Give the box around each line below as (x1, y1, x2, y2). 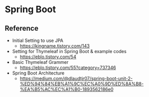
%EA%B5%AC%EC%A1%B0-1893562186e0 (19, 86, 114, 92)
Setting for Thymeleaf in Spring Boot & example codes (12, 48, 127, 54)
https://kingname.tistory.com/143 (19, 43, 90, 49)
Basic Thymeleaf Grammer (12, 59, 69, 65)
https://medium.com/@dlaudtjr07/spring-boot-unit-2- (19, 76, 133, 81)
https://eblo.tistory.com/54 (19, 54, 77, 60)
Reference (5, 24, 39, 33)
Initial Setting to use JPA (12, 37, 63, 43)
